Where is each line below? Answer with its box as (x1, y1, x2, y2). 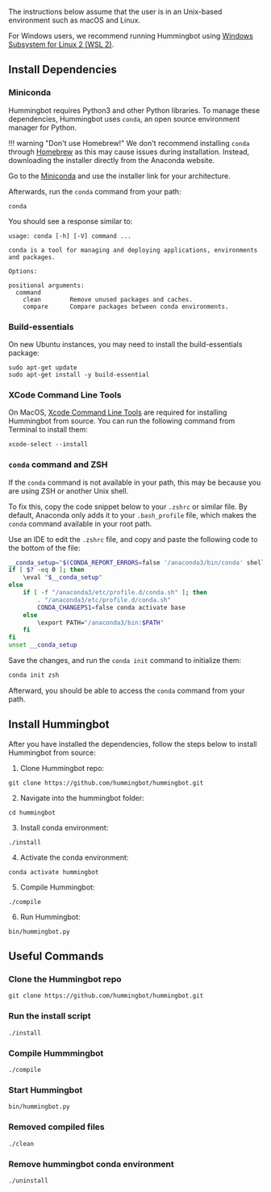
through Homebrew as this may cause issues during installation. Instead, (8, 147, 250, 156)
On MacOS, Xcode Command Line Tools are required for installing (8, 407, 227, 418)
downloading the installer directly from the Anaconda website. (8, 155, 215, 165)
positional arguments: (8, 281, 85, 290)
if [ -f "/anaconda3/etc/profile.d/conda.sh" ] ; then (23, 589, 207, 597)
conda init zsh (8, 671, 60, 680)
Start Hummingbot (8, 1084, 83, 1095)
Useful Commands (8, 949, 104, 963)
